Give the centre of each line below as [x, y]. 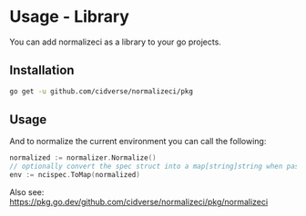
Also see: [27, 192]
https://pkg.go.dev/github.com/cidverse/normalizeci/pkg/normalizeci [139, 202]
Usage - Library [70, 17]
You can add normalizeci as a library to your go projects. [115, 42]
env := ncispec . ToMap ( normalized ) [75, 175]
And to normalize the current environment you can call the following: [138, 142]
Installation [42, 70]
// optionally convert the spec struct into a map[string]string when [146, 167]
